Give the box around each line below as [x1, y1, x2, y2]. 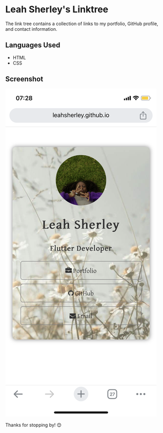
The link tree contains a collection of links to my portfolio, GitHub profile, [5, 20, 158, 27]
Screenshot [5, 75, 44, 84]
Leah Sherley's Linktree [5, 4, 109, 15]
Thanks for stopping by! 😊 [5, 422, 62, 428]
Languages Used [5, 41, 60, 50]
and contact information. [5, 26, 57, 32]
